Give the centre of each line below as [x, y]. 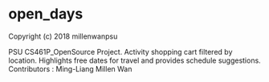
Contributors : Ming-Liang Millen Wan [70, 68]
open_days [46, 14]
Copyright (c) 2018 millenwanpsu [63, 36]
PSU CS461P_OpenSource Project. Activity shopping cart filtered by [120, 51]
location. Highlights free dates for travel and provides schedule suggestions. [134, 60]
